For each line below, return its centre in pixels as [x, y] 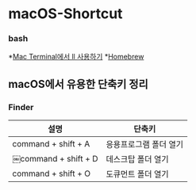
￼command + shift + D [55, 159]
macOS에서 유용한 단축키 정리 [78, 84]
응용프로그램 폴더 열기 [145, 145]
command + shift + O [52, 173]
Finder [21, 107]
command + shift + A [51, 144]
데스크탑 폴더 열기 [137, 159]
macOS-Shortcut [65, 14]
